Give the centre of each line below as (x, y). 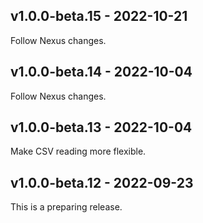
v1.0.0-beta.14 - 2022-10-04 (101, 72)
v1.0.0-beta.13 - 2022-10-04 (101, 127)
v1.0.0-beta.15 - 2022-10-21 (99, 16)
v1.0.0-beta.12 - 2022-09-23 (102, 182)
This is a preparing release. (66, 207)
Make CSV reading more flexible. (78, 151)
